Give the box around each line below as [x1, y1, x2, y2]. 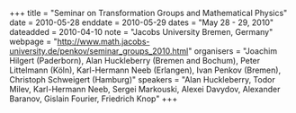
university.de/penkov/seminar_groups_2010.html [9, 46, 189, 56]
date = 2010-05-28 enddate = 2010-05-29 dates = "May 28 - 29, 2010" [9, 17, 274, 28]
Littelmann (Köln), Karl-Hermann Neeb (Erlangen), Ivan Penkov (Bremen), [9, 65, 282, 75]
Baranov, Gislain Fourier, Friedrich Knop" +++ [9, 93, 178, 104]
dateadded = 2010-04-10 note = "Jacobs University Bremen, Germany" [9, 27, 274, 37]
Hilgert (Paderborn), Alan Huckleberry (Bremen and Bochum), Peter [9, 56, 261, 65]
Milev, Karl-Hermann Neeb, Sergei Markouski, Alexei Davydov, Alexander [9, 84, 281, 94]
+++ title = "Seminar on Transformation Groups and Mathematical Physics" [9, 8, 288, 18]
